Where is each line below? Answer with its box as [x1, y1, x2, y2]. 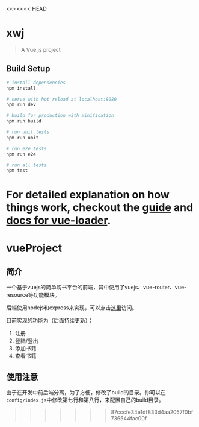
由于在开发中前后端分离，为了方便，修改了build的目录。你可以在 [6, 389, 167, 396]
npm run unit [6, 134, 39, 141]
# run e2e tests [6, 145, 47, 151]
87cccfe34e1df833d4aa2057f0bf [111, 408, 194, 416]
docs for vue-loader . [6, 213, 111, 227]
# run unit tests [6, 129, 50, 135]
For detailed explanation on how [6, 188, 170, 201]
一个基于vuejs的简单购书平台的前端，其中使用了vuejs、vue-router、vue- [6, 283, 187, 291]
